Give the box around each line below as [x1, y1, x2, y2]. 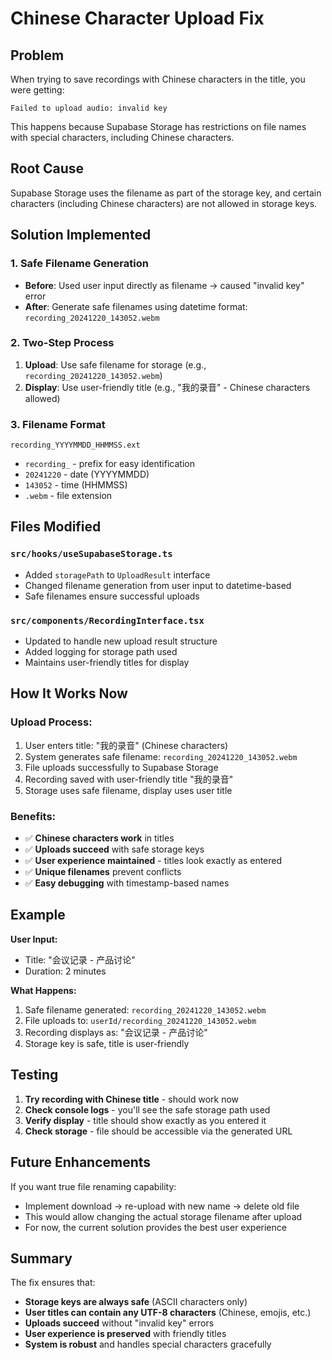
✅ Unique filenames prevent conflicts [24, 866, 182, 878]
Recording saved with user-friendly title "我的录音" [24, 773, 234, 785]
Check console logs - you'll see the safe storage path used [24, 1103, 271, 1116]
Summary [10, 1250, 73, 1267]
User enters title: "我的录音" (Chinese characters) [24, 739, 229, 751]
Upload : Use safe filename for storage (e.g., [24, 358, 207, 371]
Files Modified [10, 518, 102, 536]
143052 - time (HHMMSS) [24, 479, 128, 491]
